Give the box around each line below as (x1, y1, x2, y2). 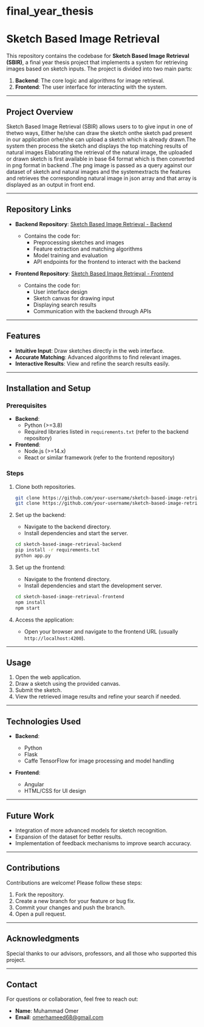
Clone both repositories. (15, 483, 76, 490)
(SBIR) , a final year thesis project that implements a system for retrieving (6, 59, 188, 66)
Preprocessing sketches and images (33, 238, 124, 246)
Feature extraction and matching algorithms (33, 245, 143, 252)
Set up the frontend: (15, 564, 66, 571)
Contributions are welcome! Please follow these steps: (6, 879, 143, 886)
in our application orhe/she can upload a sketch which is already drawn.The (6, 136, 196, 143)
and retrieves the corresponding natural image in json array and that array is (6, 175, 197, 182)
